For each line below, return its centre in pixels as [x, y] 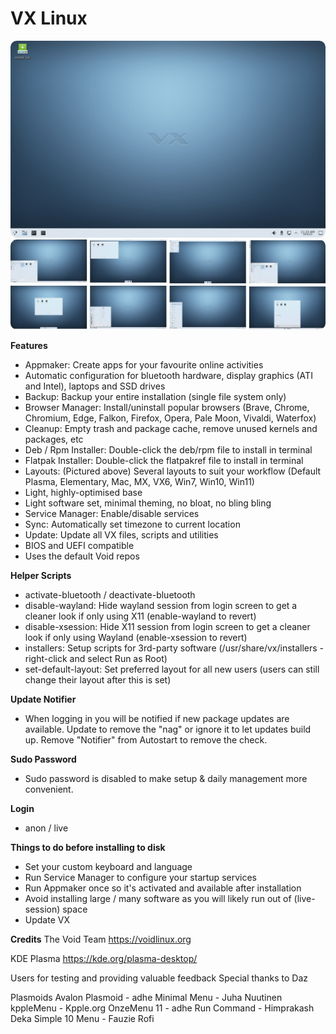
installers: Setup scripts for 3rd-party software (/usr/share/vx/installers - [174, 648]
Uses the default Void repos [82, 556]
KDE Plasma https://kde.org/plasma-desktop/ [104, 958]
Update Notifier [43, 699]
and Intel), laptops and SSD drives [95, 386]
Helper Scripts [41, 575]
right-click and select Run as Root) [96, 658]
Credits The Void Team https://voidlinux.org [101, 939]
